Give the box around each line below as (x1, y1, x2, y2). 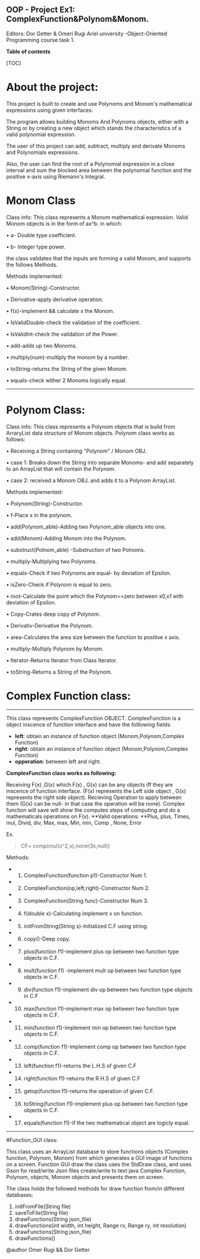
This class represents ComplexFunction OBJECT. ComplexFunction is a (6, 714, 181, 721)
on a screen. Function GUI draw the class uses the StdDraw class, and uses (6, 1160, 192, 1168)
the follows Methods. (6, 261, 58, 268)
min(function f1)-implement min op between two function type (23, 1024, 177, 1031)
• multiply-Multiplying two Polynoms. (6, 558, 97, 565)
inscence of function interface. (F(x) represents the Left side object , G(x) (6, 787, 186, 794)
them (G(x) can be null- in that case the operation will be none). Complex (6, 800, 185, 807)
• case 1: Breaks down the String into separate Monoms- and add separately (6, 459, 194, 466)
